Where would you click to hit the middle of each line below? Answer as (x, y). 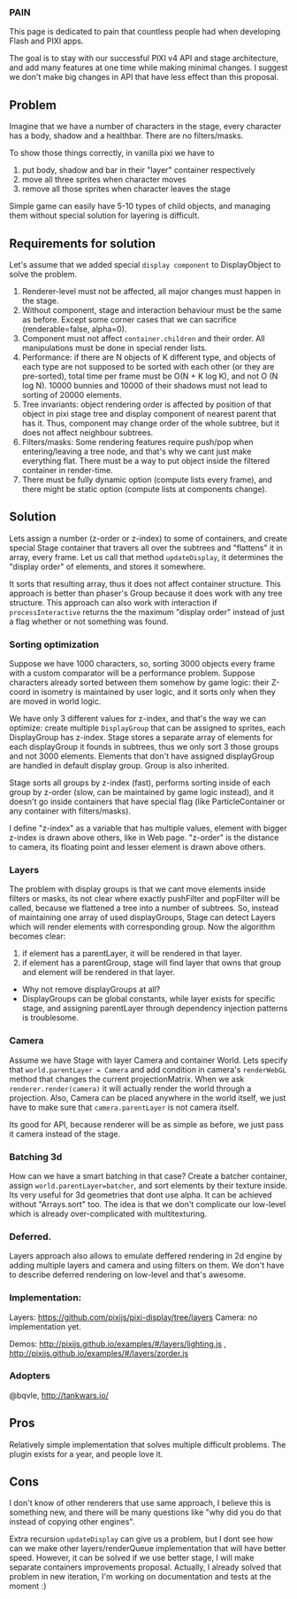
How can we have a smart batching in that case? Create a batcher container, (148, 1175)
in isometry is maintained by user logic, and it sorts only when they (154, 692)
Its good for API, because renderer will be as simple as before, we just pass (147, 1124)
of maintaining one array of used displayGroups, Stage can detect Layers (142, 917)
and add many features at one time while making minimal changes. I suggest (148, 67)
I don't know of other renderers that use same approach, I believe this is (140, 1503)
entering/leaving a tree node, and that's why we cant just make (137, 451)
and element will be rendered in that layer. (98, 972)
